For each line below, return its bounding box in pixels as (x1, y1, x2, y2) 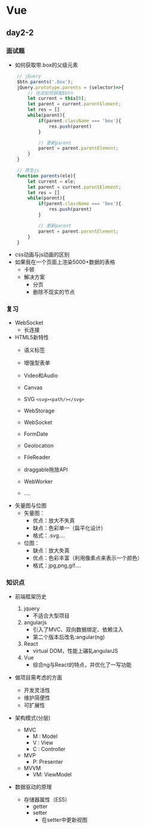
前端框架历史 (14, 593, 47, 600)
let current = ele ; (27, 178, 76, 185)
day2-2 (6, 28, 34, 38)
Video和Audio (23, 372, 58, 379)
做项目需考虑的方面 (14, 674, 63, 681)
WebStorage (23, 407, 55, 414)
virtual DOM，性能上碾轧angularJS (32, 647, 118, 654)
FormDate (23, 430, 49, 438)
